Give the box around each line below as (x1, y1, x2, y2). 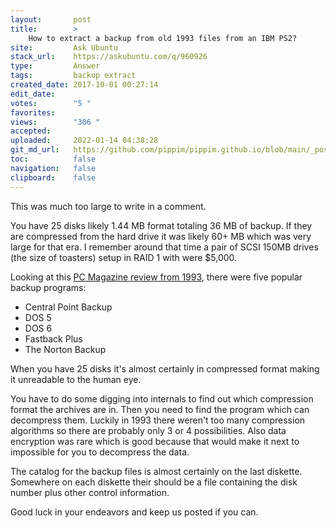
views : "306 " (10, 117, 101, 127)
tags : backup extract (10, 71, 137, 81)
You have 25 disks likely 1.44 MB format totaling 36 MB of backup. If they (10, 219, 313, 231)
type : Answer (10, 61, 101, 71)
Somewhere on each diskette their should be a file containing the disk (10, 476, 298, 488)
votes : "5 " (10, 98, 92, 108)
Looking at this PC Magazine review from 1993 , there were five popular (10, 271, 303, 283)
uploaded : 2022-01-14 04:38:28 (10, 136, 159, 146)
